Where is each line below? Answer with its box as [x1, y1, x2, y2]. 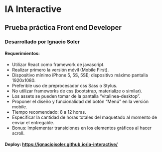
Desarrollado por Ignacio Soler [4, 38, 80, 45]
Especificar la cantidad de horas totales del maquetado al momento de [11, 114, 158, 120]
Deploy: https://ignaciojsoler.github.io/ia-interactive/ [4, 142, 118, 148]
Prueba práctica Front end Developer [4, 23, 122, 32]
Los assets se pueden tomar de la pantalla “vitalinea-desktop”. [11, 93, 141, 99]
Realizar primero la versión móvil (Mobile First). [11, 67, 109, 73]
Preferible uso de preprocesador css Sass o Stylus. [11, 82, 118, 88]
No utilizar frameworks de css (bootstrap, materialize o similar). [11, 88, 143, 94]
